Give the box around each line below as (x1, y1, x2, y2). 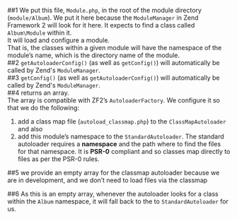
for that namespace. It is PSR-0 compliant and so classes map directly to (17, 148, 231, 155)
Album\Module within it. (7, 28, 72, 37)
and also (17, 125, 43, 133)
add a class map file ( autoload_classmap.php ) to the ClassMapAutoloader (17, 117, 226, 126)
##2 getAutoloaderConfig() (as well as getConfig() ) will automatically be (7, 59, 220, 66)
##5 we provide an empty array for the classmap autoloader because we (7, 169, 220, 177)
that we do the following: (7, 104, 80, 112)
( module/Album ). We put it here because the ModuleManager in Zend (7, 13, 200, 22)
